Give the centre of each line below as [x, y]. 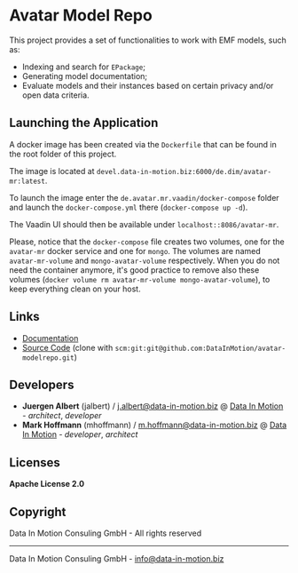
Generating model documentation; [85, 76]
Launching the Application [84, 123]
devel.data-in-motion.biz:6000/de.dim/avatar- [184, 171]
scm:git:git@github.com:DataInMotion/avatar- [200, 348]
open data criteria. [56, 95]
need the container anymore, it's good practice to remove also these [134, 270]
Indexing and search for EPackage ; [84, 67]
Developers [42, 384]
